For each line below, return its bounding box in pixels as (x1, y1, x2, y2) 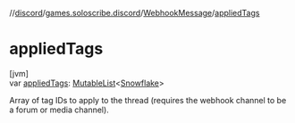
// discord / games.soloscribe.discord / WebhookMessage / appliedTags (9, 8, 260, 18)
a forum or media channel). (9, 104, 109, 115)
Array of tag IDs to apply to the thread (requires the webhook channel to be (9, 94, 287, 105)
